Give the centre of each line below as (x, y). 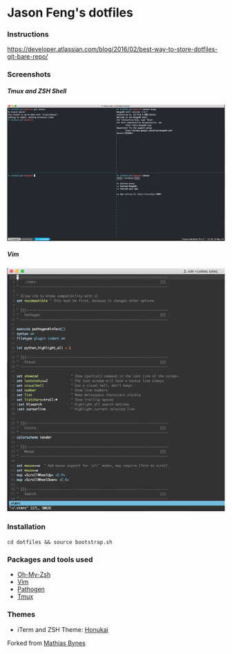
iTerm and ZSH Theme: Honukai (62, 629)
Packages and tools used (50, 559)
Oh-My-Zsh (34, 575)
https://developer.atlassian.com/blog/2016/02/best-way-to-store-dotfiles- (113, 49)
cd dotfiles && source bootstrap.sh (60, 542)
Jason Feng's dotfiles (70, 13)
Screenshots (29, 75)
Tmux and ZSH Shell (37, 91)
